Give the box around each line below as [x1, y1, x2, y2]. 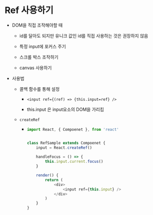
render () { [36, 173, 58, 178]
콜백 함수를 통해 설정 [19, 86, 60, 92]
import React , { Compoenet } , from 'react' [26, 127, 119, 132]
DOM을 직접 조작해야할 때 [11, 22, 63, 28]
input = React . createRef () [36, 145, 92, 150]
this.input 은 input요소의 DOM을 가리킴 [26, 106, 104, 112]
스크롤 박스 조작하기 [19, 54, 58, 60]
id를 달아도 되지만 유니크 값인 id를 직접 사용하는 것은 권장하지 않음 [19, 33, 148, 39]
